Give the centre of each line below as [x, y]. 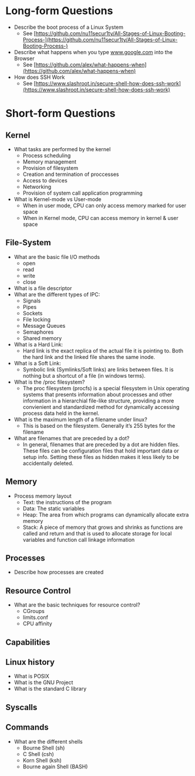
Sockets [33, 313]
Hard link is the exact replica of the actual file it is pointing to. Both [103, 351]
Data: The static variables [54, 508]
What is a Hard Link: [38, 344]
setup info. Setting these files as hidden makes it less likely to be [101, 457]
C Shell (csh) [38, 754]
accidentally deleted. [48, 463]
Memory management [50, 161]
